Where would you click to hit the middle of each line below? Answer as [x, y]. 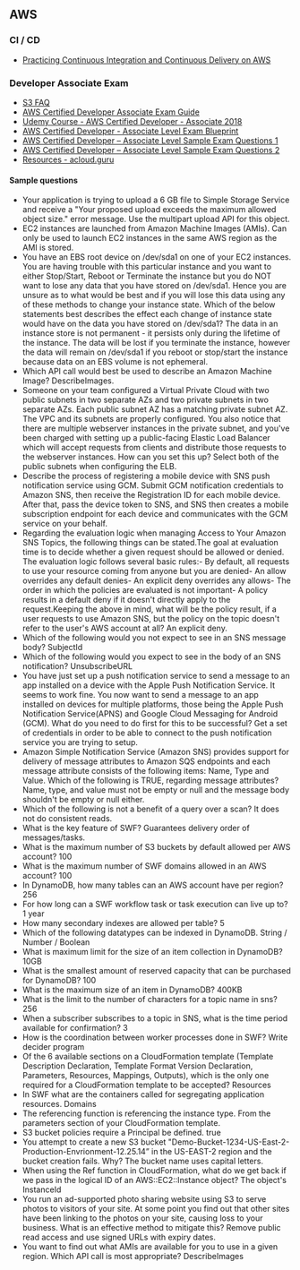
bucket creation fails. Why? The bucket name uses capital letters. [143, 1161]
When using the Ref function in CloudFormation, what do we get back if [154, 1171]
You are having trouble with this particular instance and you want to [146, 267]
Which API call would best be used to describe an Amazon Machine [147, 372]
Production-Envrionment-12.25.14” [86, 1152]
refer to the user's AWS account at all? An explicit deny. [125, 628]
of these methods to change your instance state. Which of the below [149, 305]
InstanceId [42, 1189]
